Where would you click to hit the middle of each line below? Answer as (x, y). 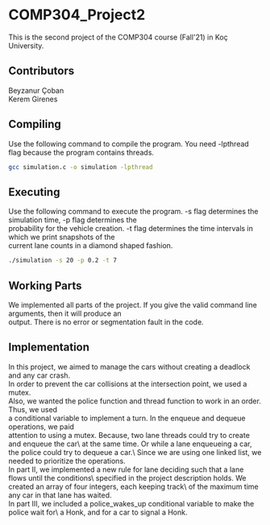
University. (26, 45)
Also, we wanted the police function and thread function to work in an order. (135, 401)
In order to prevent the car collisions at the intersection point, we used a (128, 383)
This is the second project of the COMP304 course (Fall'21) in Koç (118, 37)
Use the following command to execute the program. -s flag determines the (133, 212)
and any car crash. (39, 375)
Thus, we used (33, 409)
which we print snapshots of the (62, 237)
